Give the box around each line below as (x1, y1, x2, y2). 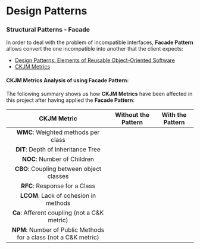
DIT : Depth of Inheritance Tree (15, 145, 101, 153)
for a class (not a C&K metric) (17, 233, 99, 241)
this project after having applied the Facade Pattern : (6, 97, 135, 104)
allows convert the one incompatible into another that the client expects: (6, 45, 183, 52)
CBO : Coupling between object (14, 164, 102, 173)
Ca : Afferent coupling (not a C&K (12, 208, 104, 217)
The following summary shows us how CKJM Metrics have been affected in (6, 90, 193, 97)
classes (47, 172, 69, 180)
